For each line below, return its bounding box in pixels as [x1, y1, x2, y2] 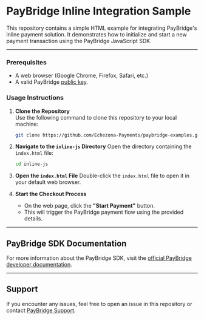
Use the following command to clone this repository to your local [15, 114, 177, 121]
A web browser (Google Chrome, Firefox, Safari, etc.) [15, 72, 149, 80]
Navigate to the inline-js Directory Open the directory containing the [15, 143, 192, 150]
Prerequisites [6, 58, 47, 66]
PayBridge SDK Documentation [6, 238, 127, 248]
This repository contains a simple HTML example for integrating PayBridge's [6, 24, 197, 32]
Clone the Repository [15, 107, 70, 115]
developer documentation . [6, 261, 73, 268]
